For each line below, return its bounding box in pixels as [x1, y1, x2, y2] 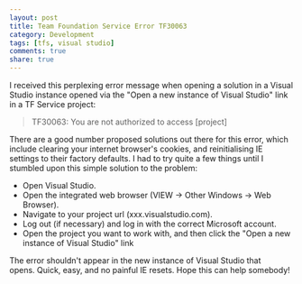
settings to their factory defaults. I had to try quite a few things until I [9, 153, 264, 163]
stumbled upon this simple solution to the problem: [9, 163, 198, 173]
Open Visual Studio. [22, 180, 96, 190]
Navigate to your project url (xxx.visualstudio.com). [22, 209, 214, 219]
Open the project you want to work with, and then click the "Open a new [22, 228, 291, 239]
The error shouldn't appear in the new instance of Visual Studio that [9, 255, 261, 266]
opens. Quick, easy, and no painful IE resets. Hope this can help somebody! [9, 265, 290, 275]
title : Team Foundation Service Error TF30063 [9, 22, 188, 31]
